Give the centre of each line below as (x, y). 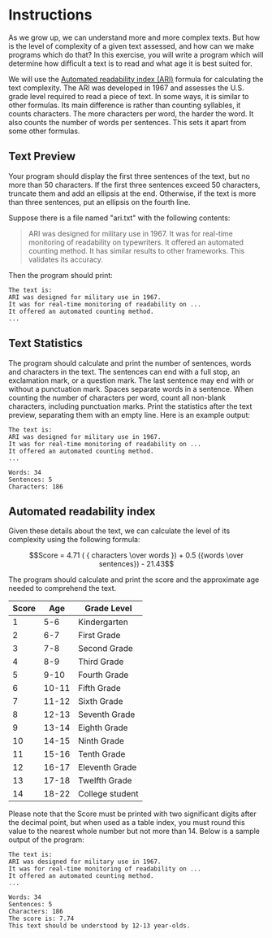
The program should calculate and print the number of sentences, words (130, 363)
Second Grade (106, 649)
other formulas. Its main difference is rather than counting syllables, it (125, 105)
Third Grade (101, 662)
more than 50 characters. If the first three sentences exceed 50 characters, (134, 185)
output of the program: (47, 840)
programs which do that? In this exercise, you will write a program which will (136, 54)
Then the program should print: (61, 275)
